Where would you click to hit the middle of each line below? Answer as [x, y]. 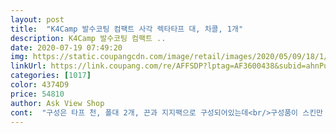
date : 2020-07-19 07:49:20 [66, 47]
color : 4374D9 [40, 85]
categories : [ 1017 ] [51, 76]
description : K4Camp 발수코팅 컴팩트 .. [88, 38]
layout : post [37, 19]
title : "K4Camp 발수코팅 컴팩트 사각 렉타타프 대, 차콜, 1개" [127, 29]
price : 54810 [37, 94]
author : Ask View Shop [57, 103]
